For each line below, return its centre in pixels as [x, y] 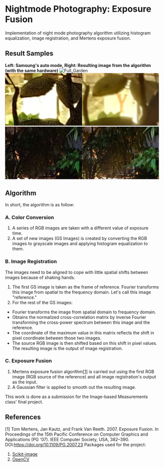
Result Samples [29, 54]
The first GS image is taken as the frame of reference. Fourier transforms [85, 287]
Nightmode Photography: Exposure [78, 9]
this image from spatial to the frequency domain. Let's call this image [82, 292]
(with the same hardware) [32, 70]
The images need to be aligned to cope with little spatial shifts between [77, 272]
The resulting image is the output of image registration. [67, 348]
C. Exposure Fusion [29, 361]
